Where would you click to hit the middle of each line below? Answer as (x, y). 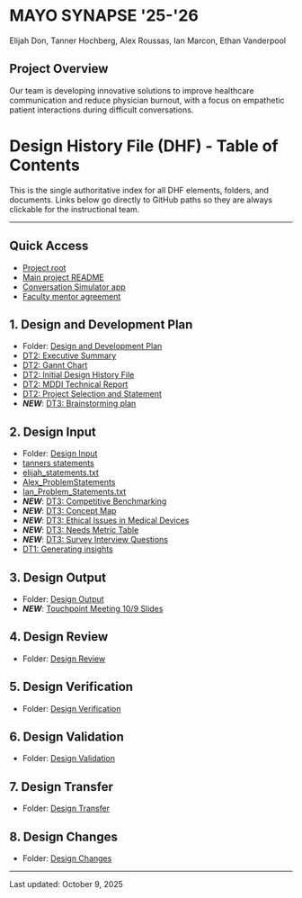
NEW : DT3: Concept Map (69, 511)
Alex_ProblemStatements (69, 482)
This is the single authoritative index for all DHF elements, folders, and (139, 190)
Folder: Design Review (64, 659)
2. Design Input (53, 431)
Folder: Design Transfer (66, 808)
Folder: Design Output (63, 598)
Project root (44, 267)
